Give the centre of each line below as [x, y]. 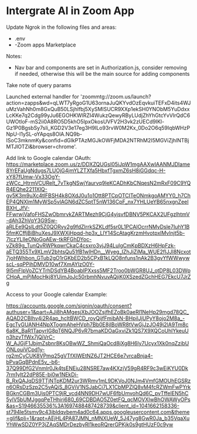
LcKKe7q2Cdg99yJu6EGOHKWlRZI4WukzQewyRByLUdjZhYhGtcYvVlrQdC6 [98, 115]
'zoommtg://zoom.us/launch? [116, 96]
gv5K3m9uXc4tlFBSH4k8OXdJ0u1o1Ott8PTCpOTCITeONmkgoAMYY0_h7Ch [98, 195]
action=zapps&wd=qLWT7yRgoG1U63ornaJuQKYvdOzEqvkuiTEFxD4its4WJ [98, 103]
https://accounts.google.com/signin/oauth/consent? [69, 306]
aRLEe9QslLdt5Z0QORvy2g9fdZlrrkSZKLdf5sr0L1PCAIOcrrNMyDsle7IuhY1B [98, 226]
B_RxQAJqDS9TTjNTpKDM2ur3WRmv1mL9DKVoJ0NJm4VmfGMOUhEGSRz [98, 380]
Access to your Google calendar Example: [57, 294]
